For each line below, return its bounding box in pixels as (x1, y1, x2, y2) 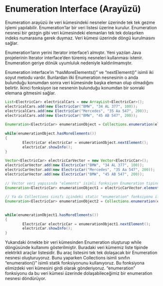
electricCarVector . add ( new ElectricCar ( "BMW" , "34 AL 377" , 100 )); (5, 163, 145, 168)
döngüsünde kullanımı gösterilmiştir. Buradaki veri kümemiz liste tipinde (5, 245, 148, 250)
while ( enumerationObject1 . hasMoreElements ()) (5, 213, 98, 217)
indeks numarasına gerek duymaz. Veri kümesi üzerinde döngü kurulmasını (5, 35, 155, 41)
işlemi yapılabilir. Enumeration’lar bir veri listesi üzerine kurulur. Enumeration (5, 24, 157, 30)
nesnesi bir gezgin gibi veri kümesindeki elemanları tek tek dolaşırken (5, 30, 144, 36)
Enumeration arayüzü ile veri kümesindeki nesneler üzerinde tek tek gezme (5, 19, 155, 25)
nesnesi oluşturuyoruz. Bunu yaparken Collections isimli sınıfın (5, 255, 130, 261)
